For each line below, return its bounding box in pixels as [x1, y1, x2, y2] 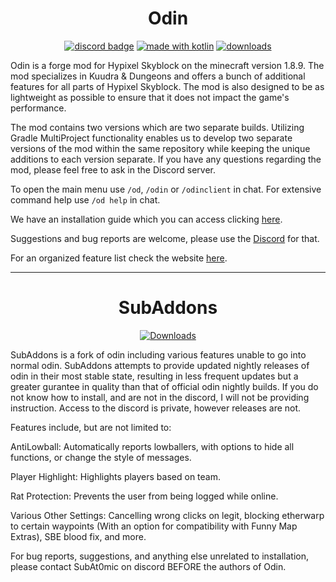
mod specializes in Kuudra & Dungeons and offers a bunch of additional [10, 70, 306, 82]
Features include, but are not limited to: [10, 421, 172, 433]
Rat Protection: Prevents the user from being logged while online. [10, 490, 279, 502]
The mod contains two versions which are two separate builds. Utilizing [10, 121, 305, 133]
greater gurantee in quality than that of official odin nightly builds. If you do [10, 380, 319, 392]
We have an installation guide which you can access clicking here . [10, 213, 283, 225]
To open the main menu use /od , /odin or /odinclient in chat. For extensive [10, 183, 322, 195]
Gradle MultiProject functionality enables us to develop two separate [10, 132, 293, 144]
